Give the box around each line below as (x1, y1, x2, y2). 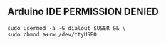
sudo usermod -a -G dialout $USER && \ (7, 24, 126, 31)
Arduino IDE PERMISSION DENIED (7, 6, 159, 18)
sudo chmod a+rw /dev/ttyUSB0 (7, 31, 98, 38)
